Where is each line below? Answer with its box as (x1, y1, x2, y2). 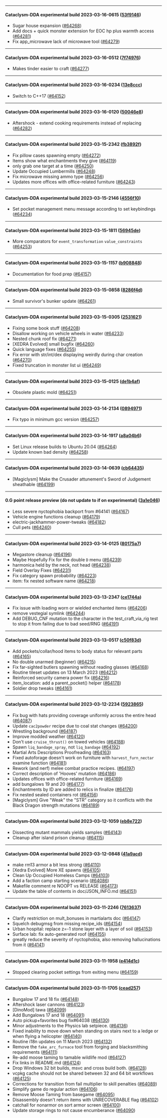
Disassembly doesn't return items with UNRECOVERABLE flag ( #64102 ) (12, 1097, 159, 1103)
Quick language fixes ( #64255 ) (12, 347, 77, 353)
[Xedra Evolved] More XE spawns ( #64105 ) (12, 867, 101, 873)
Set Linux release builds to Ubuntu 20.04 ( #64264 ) (12, 444, 117, 450)
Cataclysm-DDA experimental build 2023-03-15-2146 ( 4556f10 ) (5, 195, 141, 201)
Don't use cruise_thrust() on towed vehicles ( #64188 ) (12, 739, 125, 745)
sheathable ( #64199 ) (12, 481, 56, 487)
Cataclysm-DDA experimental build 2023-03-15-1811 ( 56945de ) (5, 227, 141, 233)
